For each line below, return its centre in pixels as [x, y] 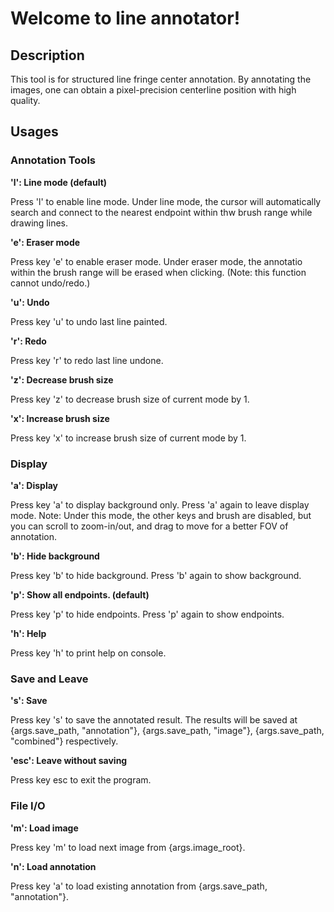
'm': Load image [44, 828]
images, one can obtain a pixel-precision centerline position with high [153, 90]
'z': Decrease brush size [62, 379]
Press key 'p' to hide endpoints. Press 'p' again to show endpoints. [147, 614]
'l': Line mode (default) [59, 182]
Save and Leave [49, 679]
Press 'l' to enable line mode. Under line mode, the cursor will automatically [166, 201]
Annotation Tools [53, 160]
